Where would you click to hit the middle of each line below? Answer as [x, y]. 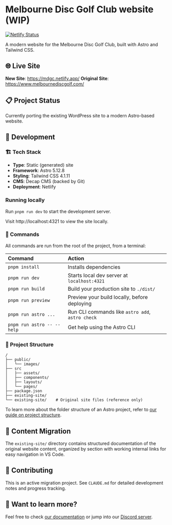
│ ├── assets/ [23, 373]
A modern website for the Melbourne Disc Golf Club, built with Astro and [82, 44]
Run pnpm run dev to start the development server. [58, 211]
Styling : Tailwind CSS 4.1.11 [41, 176]
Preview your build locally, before [108, 297]
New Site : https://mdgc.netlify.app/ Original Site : [57, 78]
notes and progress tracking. [36, 488]
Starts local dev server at [98, 275]
